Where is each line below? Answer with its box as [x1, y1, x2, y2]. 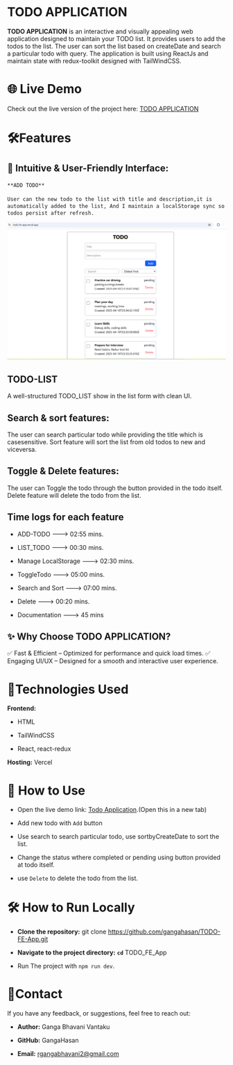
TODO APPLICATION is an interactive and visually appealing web [7, 27, 193, 35]
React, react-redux [17, 745, 71, 753]
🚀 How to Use [7, 783, 85, 798]
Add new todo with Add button [17, 819, 103, 827]
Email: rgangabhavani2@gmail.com [17, 1050, 119, 1058]
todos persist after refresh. [7, 209, 95, 216]
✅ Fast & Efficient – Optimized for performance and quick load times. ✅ [7, 649, 211, 658]
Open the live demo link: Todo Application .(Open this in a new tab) [17, 806, 207, 814]
